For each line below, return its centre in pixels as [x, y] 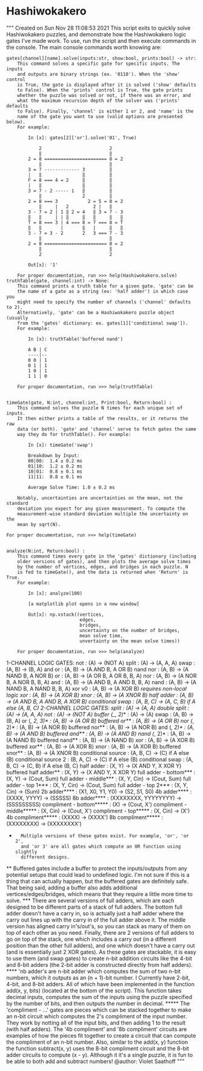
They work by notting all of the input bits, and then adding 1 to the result [96, 1023]
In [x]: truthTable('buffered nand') [75, 339]
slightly [26, 852]
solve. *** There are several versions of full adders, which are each [90, 900]
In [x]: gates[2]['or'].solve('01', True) [82, 137]
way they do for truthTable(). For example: [74, 434]
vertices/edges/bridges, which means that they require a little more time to [99, 894]
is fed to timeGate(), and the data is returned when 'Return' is [103, 572]
